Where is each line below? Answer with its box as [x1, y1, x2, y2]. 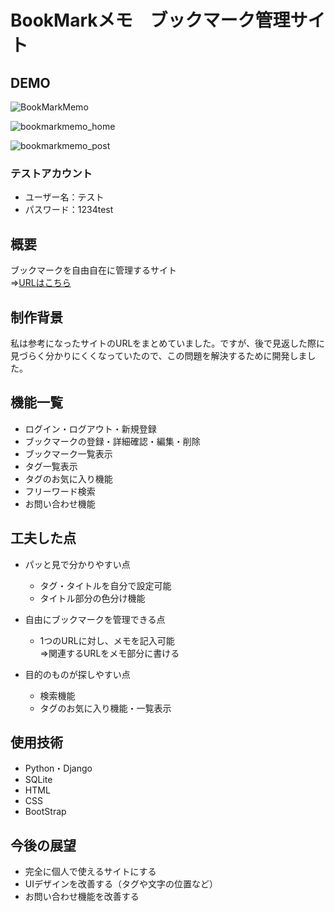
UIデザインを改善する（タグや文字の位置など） [24, 878, 218, 890]
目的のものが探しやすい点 [24, 668, 131, 680]
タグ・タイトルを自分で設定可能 [39, 579, 172, 591]
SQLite [24, 774, 53, 786]
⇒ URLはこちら [10, 277, 72, 289]
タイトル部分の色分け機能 [39, 592, 146, 604]
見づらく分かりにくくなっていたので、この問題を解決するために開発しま [10, 349, 308, 361]
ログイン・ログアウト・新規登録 [24, 422, 157, 435]
